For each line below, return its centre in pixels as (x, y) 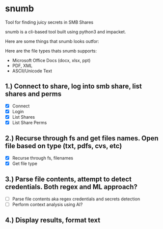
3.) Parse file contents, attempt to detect (68, 180)
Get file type (25, 164)
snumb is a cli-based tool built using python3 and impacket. (66, 32)
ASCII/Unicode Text (32, 71)
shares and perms (33, 94)
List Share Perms (29, 122)
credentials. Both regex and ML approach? (71, 187)
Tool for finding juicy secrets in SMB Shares (49, 22)
